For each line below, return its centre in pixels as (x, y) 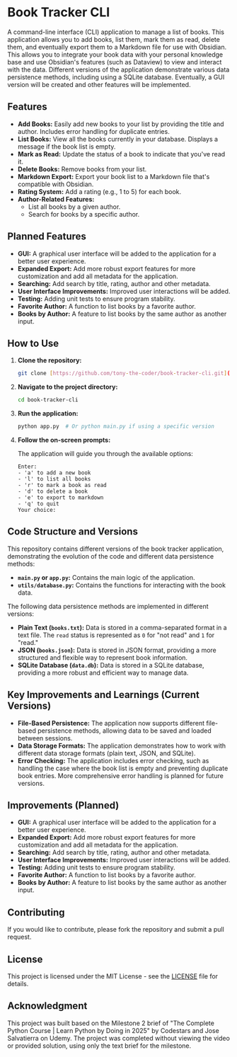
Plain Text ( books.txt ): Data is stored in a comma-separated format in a (122, 627)
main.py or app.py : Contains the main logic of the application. (106, 577)
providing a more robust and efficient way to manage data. (103, 673)
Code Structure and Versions (73, 532)
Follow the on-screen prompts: (64, 440)
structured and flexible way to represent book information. (103, 657)
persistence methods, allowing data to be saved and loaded (125, 731)
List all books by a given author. (74, 207)
